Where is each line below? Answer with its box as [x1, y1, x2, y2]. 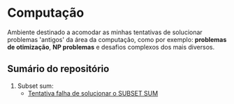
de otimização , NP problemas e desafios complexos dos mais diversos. [7, 43, 215, 51]
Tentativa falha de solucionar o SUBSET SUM [27, 89, 159, 97]
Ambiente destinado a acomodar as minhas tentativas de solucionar [7, 28, 203, 36]
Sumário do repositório [7, 63, 110, 75]
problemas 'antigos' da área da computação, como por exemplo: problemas [7, 35, 227, 43]
